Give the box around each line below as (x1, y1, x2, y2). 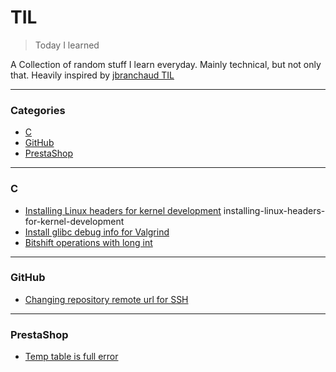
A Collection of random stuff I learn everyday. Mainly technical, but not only (10, 58, 322, 70)
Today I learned (34, 39, 100, 51)
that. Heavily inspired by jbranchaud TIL (10, 69, 175, 81)
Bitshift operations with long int (24, 236, 153, 248)
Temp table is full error (24, 351, 119, 363)
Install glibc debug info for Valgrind (24, 226, 170, 238)
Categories (10, 103, 66, 117)
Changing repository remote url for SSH (24, 293, 189, 305)
